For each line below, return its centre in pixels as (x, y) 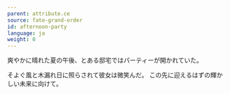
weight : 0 (22, 40)
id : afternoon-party (37, 26)
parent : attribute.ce (39, 14)
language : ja (26, 33)
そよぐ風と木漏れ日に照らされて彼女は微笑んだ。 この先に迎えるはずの (109, 75)
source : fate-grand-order (45, 20)
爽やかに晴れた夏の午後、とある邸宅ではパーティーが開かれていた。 (105, 61)
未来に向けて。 (41, 84)
